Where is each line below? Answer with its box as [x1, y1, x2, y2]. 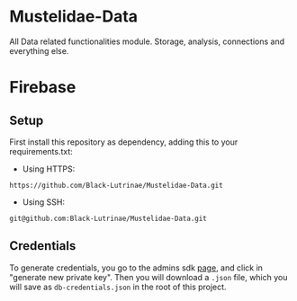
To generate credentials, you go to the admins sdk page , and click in [9, 262, 264, 273]
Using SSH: [22, 196, 66, 208]
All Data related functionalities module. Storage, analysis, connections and [9, 36, 285, 47]
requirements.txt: [9, 146, 74, 156]
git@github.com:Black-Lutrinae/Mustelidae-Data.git [9, 214, 207, 223]
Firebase [9, 77, 76, 98]
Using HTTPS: [22, 164, 76, 174]
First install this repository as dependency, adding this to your [9, 137, 238, 147]
